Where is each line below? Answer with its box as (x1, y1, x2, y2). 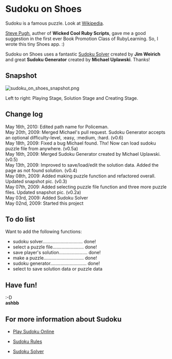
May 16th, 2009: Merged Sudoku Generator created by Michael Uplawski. (5, 151, 161, 157)
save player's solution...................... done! (12, 249, 101, 256)
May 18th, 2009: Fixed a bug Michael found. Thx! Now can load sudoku (5, 140, 156, 146)
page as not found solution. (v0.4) (5, 167, 78, 173)
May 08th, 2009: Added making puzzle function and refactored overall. (5, 173, 156, 179)
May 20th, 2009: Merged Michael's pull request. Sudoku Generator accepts (5, 129, 166, 135)
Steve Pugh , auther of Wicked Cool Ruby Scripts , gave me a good (5, 30, 146, 36)
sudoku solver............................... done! (12, 239, 97, 245)
